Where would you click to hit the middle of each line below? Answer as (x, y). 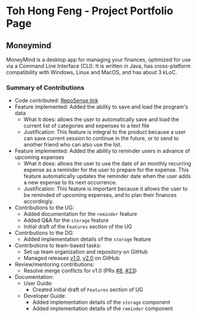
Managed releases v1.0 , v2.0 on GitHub (71, 258)
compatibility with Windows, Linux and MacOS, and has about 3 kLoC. (92, 72)
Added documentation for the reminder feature (80, 214)
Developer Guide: (45, 296)
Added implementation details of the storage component (101, 302)
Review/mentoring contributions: (54, 265)
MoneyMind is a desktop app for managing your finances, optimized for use (98, 60)
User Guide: (38, 284)
